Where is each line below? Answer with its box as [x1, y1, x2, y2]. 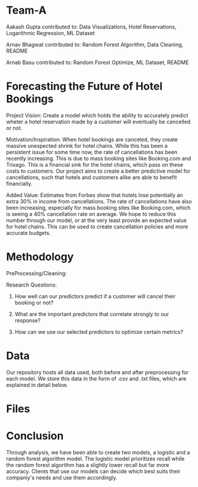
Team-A [6, 4, 47, 17]
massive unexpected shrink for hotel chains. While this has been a [6, 142, 168, 149]
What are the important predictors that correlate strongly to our [14, 310, 170, 317]
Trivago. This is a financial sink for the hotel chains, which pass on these [6, 161, 184, 168]
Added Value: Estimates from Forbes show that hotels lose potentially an [6, 191, 183, 199]
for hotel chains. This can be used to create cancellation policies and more [6, 223, 189, 230]
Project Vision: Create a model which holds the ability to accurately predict [6, 112, 189, 119]
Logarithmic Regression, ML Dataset [6, 29, 95, 36]
